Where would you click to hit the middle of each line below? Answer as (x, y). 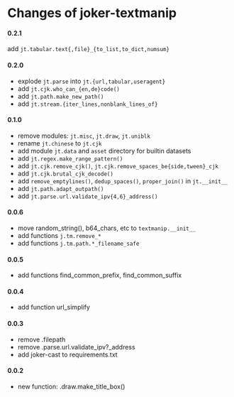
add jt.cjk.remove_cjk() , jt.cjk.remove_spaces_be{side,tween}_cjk (118, 165)
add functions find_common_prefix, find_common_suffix (100, 276)
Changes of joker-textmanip (92, 13)
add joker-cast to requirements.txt (68, 354)
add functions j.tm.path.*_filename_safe (78, 243)
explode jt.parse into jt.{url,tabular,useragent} (91, 81)
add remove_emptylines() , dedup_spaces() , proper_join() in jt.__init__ (123, 181)
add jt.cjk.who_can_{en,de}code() (69, 88)
